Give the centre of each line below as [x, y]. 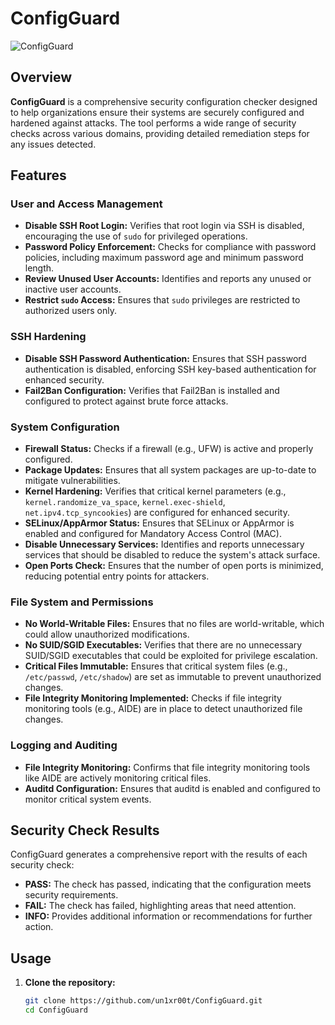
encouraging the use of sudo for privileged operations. [136, 236]
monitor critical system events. [88, 799]
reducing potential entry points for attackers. [117, 576]
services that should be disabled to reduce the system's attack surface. [172, 555]
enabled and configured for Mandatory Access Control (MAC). [153, 534]
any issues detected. [53, 144]
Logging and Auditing [64, 745]
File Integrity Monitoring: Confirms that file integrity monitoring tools [167, 767]
